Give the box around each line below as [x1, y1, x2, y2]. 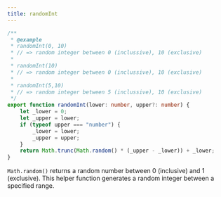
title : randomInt [7, 10, 58, 18]
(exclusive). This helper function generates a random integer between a [7, 174, 215, 183]
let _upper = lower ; [20, 115, 80, 122]
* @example [10, 36, 42, 43]
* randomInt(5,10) [10, 82, 65, 89]
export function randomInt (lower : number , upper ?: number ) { [7, 101, 190, 109]
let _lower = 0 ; [20, 108, 68, 115]
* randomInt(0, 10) [10, 43, 68, 50]
